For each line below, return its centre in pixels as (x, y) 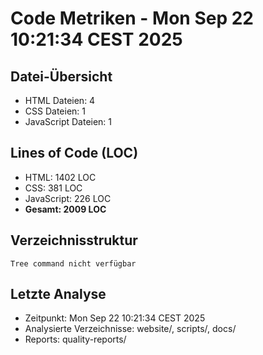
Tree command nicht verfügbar (73, 263)
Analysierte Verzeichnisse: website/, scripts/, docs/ (130, 329)
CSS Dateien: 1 (55, 111)
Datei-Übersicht (61, 76)
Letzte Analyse (58, 294)
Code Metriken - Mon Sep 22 (132, 18)
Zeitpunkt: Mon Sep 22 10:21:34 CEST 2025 (115, 318)
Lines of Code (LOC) (74, 153)
